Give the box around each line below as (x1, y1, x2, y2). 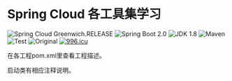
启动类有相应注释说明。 (7, 66, 75, 74)
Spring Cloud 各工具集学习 (7, 6, 162, 22)
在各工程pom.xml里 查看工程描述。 (7, 51, 106, 60)
